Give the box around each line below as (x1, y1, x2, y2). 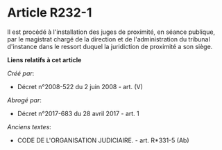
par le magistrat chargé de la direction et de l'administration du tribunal (7, 35, 210, 43)
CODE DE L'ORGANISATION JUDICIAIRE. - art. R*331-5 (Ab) (17, 136, 189, 144)
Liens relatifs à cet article (7, 55, 82, 64)
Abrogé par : (7, 95, 42, 104)
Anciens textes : (7, 122, 52, 131)
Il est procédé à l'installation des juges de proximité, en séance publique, (7, 28, 216, 36)
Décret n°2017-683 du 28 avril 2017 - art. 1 (17, 109, 140, 118)
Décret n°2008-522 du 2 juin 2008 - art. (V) (17, 82, 144, 91)
